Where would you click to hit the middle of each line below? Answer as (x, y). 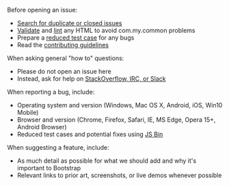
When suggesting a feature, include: (58, 147)
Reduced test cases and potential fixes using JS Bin (90, 134)
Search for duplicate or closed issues (69, 23)
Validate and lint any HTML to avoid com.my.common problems (106, 30)
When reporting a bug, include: (51, 92)
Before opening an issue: (42, 10)
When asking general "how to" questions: (66, 58)
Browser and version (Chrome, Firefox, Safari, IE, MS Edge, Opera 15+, (116, 120)
